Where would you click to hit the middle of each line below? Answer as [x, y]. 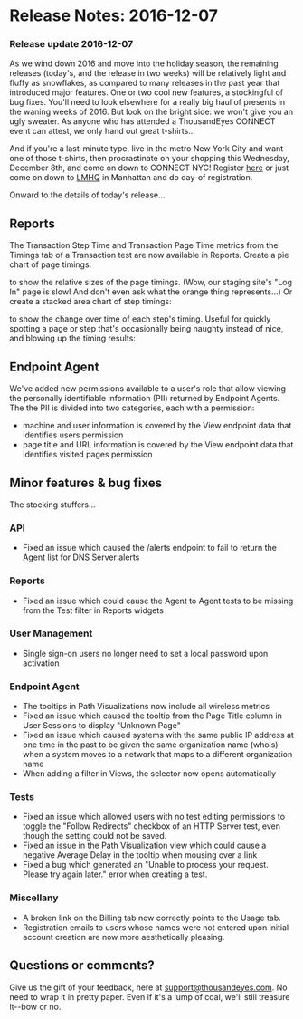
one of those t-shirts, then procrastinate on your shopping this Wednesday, [149, 159]
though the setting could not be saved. [95, 836]
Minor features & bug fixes [86, 482]
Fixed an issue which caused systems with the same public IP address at [158, 735]
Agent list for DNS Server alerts [81, 557]
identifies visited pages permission [87, 455]
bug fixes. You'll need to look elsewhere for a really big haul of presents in [147, 102]
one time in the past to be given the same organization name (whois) [150, 745]
